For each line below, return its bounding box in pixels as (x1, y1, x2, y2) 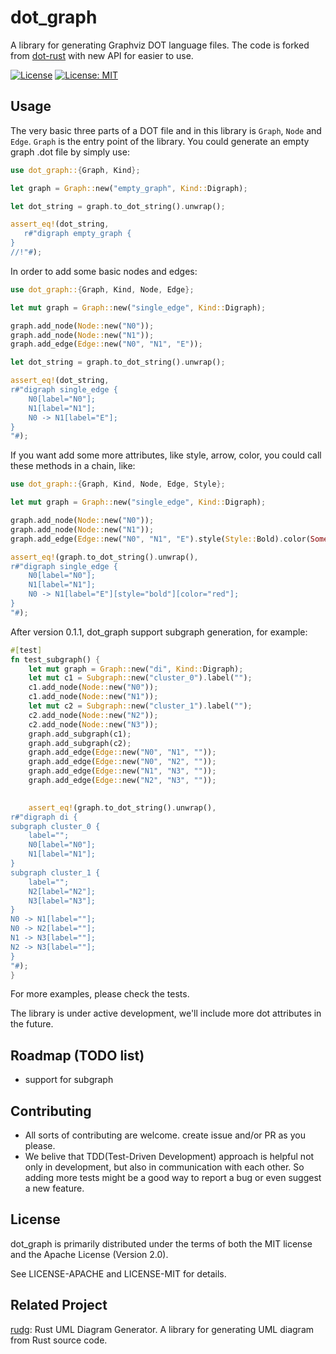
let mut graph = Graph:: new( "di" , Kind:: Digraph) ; (28, 664, 244, 674)
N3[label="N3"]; (28, 896, 97, 906)
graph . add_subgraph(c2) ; (28, 738, 132, 748)
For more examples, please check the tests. (10, 988, 190, 1000)
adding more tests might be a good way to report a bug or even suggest (24, 1172, 322, 1183)
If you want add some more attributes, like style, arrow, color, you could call (10, 449, 322, 461)
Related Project (10, 1297, 108, 1314)
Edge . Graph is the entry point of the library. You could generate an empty (10, 135, 310, 147)
